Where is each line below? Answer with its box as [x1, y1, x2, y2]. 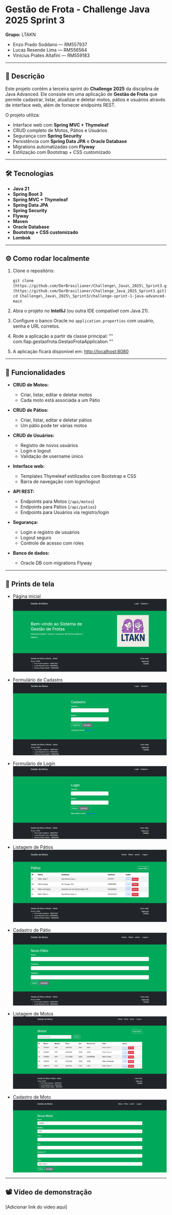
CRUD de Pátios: [12, 407, 49, 413]
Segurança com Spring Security [12, 132, 82, 139]
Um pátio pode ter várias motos [20, 422, 88, 429]
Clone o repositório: [12, 268, 55, 274]
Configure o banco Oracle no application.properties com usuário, [12, 318, 155, 324]
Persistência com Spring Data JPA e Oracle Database [12, 138, 127, 144]
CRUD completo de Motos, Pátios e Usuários [12, 127, 107, 133]
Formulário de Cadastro [12, 677, 63, 683]
